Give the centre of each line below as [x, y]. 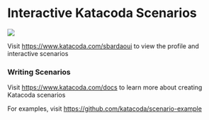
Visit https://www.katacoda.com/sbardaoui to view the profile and [103, 46]
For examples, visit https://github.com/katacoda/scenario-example [104, 109]
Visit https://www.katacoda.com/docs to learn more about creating [105, 87]
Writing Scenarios [39, 72]
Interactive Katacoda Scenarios [102, 13]
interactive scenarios [38, 53]
